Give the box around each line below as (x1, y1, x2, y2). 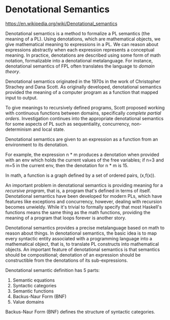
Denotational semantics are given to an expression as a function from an (5, 136, 158, 142)
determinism (5, 126, 32, 132)
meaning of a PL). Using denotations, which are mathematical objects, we (5, 36, 161, 42)
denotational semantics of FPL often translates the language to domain (5, 63, 155, 69)
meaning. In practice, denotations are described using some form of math (5, 52, 161, 58)
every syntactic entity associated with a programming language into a (5, 235, 153, 241)
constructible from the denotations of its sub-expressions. (5, 257, 128, 263)
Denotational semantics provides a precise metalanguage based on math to (5, 224, 165, 231)
